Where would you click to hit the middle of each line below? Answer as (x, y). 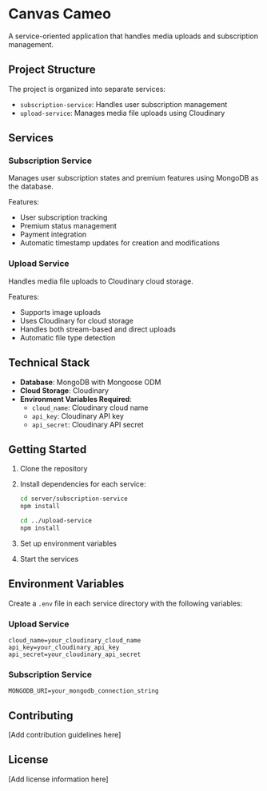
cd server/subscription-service (74, 499)
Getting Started (48, 449)
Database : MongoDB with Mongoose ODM (90, 382)
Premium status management (68, 226)
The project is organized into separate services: (87, 89)
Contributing (41, 715)
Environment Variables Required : (76, 399)
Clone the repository (54, 469)
